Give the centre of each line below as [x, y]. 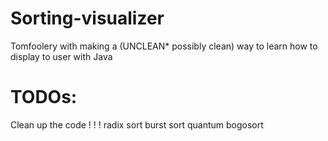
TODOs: [44, 97]
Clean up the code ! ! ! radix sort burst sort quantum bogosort [137, 124]
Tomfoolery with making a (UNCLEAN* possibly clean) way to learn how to [164, 46]
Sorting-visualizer [87, 18]
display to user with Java [61, 56]
